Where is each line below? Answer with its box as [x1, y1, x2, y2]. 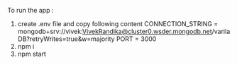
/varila [211, 28, 231, 35]
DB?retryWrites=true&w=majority [17, 35, 115, 43]
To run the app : [7, 6, 54, 14]
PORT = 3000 [116, 35, 157, 43]
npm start [17, 49, 46, 58]
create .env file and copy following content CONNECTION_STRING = [17, 20, 219, 28]
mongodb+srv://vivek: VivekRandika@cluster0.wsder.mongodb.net [17, 28, 212, 35]
